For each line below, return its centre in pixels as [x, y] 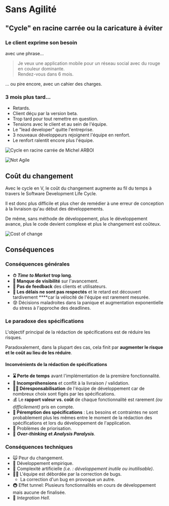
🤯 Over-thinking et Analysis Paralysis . [54, 434]
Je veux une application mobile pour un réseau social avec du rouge [89, 63]
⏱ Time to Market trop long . [42, 275]
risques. [14, 337]
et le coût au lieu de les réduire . [39, 352]
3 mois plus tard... [28, 97]
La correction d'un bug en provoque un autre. [68, 480]
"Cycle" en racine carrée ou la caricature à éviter [84, 28]
